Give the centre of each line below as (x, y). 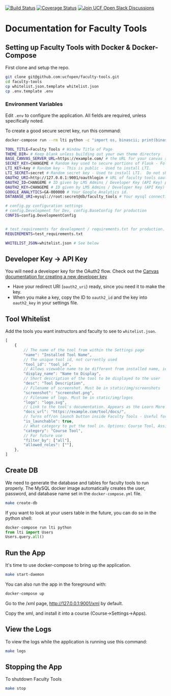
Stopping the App (34, 667)
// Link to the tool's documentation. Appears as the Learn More (94, 407)
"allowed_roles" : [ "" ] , (49, 445)
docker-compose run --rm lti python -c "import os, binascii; (73, 140)
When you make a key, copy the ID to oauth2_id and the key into (80, 297)
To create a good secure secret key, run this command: (63, 131)
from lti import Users (29, 532)
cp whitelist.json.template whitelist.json (52, 86)
